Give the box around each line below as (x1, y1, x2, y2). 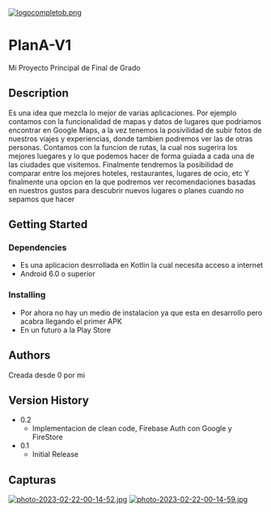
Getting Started (8, 217, 88, 231)
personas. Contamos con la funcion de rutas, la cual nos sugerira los (8, 142, 238, 152)
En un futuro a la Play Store (19, 325, 112, 334)
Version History (8, 394, 89, 407)
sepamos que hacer (8, 194, 75, 204)
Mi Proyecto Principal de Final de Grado (8, 62, 141, 72)
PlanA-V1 (8, 37, 72, 54)
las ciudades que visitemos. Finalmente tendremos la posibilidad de (8, 159, 234, 170)
